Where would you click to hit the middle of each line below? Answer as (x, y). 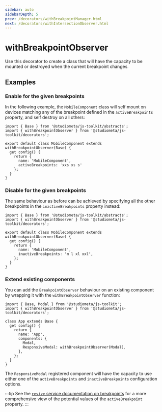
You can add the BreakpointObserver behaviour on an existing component (80, 290)
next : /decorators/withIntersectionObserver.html (57, 23)
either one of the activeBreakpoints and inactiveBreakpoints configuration (81, 379)
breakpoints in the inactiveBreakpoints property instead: (63, 206)
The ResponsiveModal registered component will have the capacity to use (79, 374)
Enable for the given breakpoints (45, 96)
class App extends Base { (31, 321)
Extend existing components (40, 280)
